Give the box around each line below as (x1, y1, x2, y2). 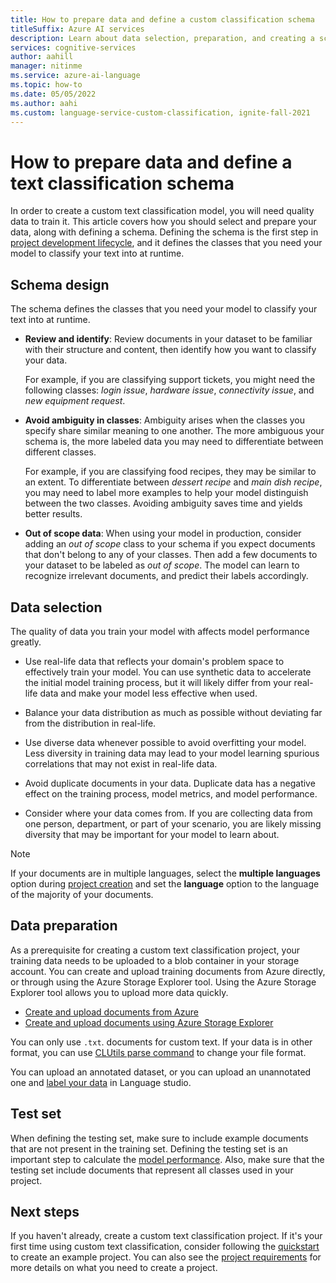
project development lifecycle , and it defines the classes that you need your (10, 237, 323, 249)
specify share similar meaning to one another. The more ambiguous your (24, 425, 325, 437)
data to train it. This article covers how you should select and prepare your (10, 216, 317, 228)
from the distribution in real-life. (24, 717, 157, 729)
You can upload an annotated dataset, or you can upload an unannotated (10, 1066, 312, 1078)
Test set (10, 1106, 62, 1123)
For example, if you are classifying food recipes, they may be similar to (24, 466, 317, 478)
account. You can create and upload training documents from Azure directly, (10, 965, 326, 977)
